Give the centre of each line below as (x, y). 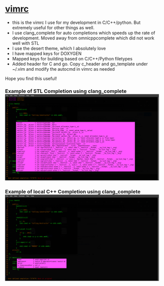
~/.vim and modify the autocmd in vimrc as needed (63, 69)
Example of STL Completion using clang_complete (66, 91)
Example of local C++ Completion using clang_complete (73, 191)
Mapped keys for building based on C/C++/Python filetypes (72, 58)
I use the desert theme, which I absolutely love (59, 48)
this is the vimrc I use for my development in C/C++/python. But (76, 22)
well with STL (26, 43)
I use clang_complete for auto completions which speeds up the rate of (83, 33)
